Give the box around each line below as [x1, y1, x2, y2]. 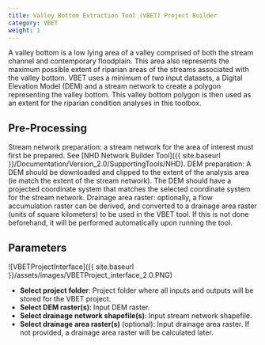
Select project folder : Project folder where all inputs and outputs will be [19, 286, 254, 295]
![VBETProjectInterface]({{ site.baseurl [8, 262, 134, 271]
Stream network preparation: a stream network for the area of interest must [8, 142, 254, 152]
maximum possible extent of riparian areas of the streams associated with [8, 65, 249, 74]
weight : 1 [8, 26, 41, 34]
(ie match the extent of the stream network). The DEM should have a [8, 176, 232, 186]
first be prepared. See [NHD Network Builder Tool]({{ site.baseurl [8, 151, 221, 161]
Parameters [8, 241, 67, 254]
